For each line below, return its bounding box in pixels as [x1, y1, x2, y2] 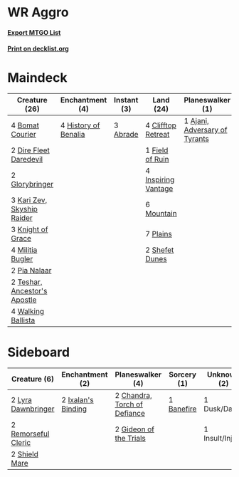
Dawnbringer [11, 404, 55, 414]
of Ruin [145, 154, 169, 164]
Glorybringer [11, 179, 54, 189]
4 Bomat [11, 120, 39, 130]
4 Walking [11, 307, 45, 317]
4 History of [60, 120, 100, 130]
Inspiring [145, 175, 175, 185]
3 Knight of [11, 225, 48, 235]
